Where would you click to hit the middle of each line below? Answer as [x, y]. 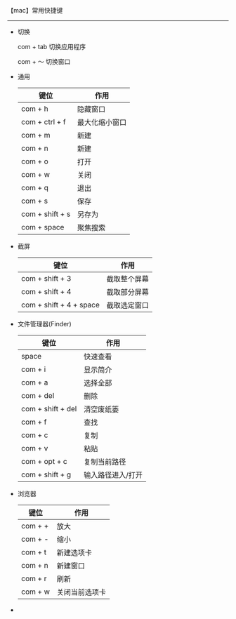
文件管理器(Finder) [44, 324]
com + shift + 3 [46, 278]
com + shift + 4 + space [60, 305]
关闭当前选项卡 [81, 592]
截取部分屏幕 [128, 292]
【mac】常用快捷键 [35, 10]
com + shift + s [46, 214]
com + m [35, 135]
